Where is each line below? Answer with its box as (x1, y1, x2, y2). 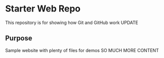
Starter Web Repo (5, 3, 81, 14)
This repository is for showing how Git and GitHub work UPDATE (5, 19, 138, 25)
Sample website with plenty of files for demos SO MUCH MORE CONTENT (5, 47, 159, 53)
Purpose (5, 34, 33, 42)
